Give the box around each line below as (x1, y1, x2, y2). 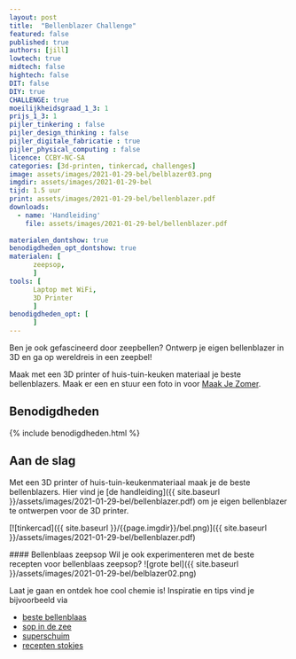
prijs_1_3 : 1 (9, 112, 58, 121)
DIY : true (9, 87, 46, 96)
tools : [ (9, 277, 42, 286)
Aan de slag (9, 453, 76, 468)
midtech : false (9, 63, 66, 72)
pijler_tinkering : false (9, 121, 105, 129)
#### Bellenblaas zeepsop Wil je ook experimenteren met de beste (9, 549, 255, 560)
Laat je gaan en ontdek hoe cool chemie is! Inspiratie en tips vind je (9, 584, 255, 595)
